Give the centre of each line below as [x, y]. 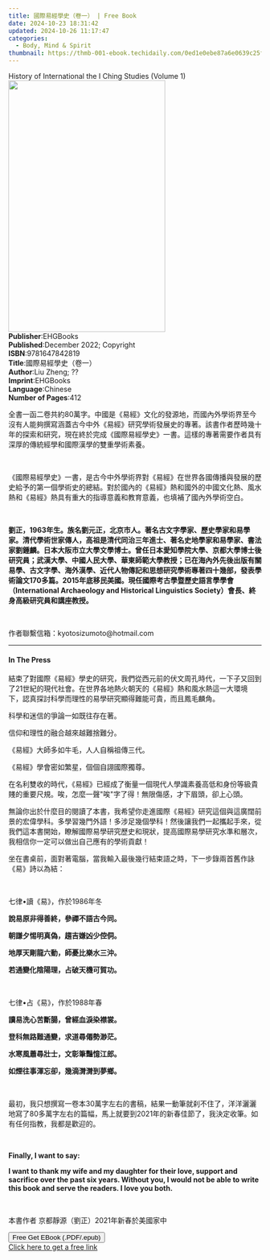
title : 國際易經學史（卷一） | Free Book [72, 16]
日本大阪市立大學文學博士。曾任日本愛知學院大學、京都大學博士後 [152, 550]
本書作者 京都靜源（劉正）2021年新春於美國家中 [88, 1221]
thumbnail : [27, 53]
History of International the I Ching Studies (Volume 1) [97, 76]
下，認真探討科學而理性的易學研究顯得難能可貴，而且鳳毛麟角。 [114, 699]
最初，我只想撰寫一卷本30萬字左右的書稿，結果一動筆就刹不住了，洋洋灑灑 [133, 1104]
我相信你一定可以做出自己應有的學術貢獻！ [79, 841]
